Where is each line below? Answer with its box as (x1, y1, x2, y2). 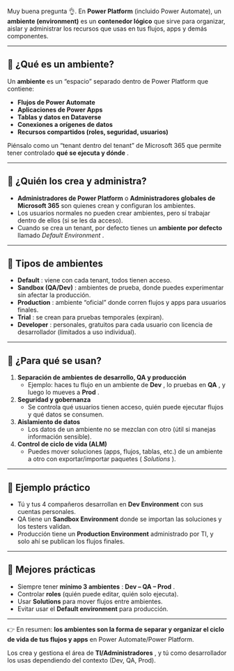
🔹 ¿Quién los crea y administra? (7, 175, 148, 188)
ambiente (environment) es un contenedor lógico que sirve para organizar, (7, 17, 226, 25)
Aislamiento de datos (17, 418, 81, 426)
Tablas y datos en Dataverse (17, 112, 102, 121)
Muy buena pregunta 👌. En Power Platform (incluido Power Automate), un (7, 7, 221, 15)
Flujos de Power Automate (17, 98, 95, 106)
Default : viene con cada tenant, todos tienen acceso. (17, 276, 172, 285)
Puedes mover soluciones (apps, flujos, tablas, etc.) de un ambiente (27, 447, 223, 456)
